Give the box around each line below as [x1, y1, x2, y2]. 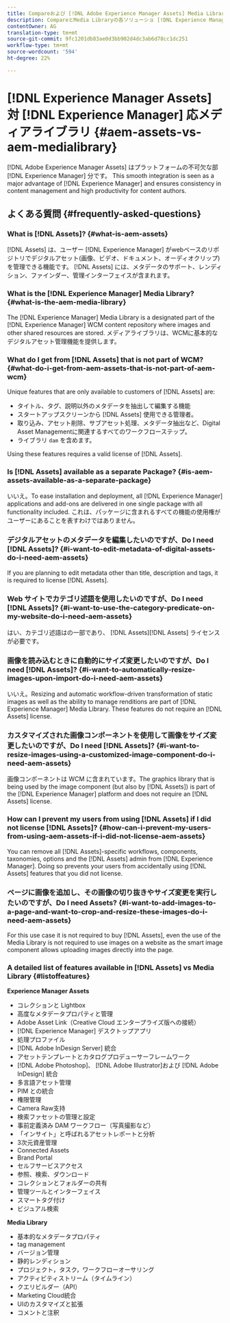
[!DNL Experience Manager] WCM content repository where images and [7, 320, 211, 328]
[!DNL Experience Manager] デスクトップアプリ [16, 1027, 152, 1035]
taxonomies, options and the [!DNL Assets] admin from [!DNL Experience [7, 855, 214, 863]
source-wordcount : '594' [7, 49, 78, 56]
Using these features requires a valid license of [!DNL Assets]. [7, 449, 183, 457]
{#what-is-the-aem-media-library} [7, 297, 127, 307]
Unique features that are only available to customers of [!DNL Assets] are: [7, 387, 216, 396]
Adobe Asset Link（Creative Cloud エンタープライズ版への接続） [16, 1018, 201, 1027]
